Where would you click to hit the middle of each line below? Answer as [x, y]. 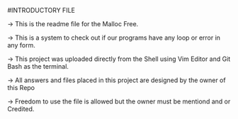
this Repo [21, 87]
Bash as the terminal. [38, 66]
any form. [21, 45]
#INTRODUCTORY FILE [41, 10]
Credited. [21, 109]
